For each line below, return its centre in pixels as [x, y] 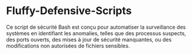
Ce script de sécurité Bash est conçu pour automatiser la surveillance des [96, 27]
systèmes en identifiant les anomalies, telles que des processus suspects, [96, 33]
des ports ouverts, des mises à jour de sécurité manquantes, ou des [89, 39]
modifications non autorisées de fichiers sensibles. [68, 46]
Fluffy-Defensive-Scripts [69, 11]
